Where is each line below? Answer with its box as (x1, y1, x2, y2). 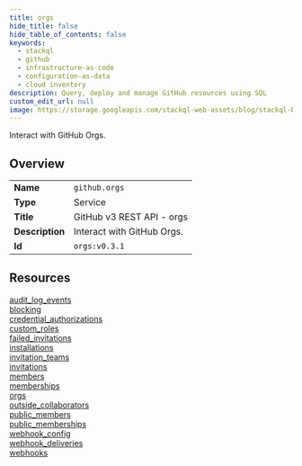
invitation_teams (9, 352, 70, 363)
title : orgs (9, 13, 54, 22)
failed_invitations (9, 332, 72, 343)
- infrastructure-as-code (17, 64, 115, 73)
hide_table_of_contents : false (9, 30, 127, 39)
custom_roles (9, 323, 59, 334)
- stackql (17, 47, 54, 56)
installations (9, 342, 54, 353)
